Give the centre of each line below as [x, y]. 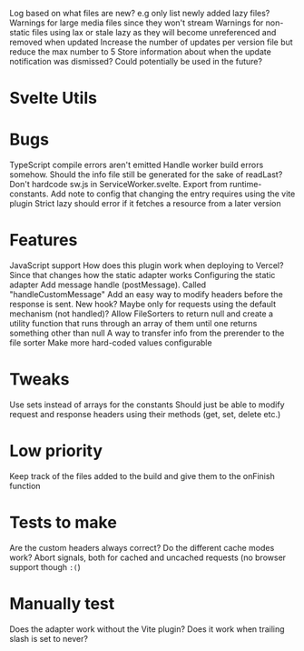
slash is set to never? [49, 638]
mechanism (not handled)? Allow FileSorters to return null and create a [142, 314]
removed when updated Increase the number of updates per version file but [151, 42]
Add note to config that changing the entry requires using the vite [173, 194]
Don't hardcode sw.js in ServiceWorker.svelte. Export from [118, 185]
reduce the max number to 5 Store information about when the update [141, 52]
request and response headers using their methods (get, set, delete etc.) [145, 414]
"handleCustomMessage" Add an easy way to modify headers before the [146, 295]
